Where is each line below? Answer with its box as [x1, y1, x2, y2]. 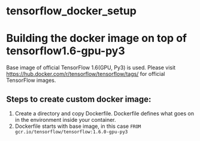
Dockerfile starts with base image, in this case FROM [14, 122, 141, 130]
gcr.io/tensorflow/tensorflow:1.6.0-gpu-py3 [14, 128, 128, 135]
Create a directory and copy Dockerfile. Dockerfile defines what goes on [14, 109, 195, 117]
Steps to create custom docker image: [6, 94, 151, 104]
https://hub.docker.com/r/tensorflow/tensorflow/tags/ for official [6, 70, 165, 78]
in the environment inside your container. [14, 116, 116, 123]
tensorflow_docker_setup [6, 4, 137, 18]
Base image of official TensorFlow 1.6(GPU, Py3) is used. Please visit [6, 64, 175, 71]
